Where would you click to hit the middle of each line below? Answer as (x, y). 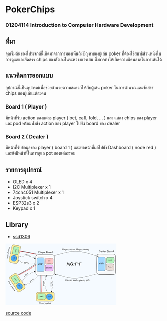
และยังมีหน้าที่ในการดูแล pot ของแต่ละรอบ (40, 153)
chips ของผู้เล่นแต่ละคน (26, 93)
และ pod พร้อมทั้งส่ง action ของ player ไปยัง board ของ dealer (63, 123)
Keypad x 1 (24, 208)
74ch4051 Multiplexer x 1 (38, 192)
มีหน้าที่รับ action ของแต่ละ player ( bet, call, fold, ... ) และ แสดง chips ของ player (81, 118)
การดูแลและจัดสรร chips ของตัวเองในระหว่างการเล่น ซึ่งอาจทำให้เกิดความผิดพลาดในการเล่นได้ (84, 59)
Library (17, 224)
